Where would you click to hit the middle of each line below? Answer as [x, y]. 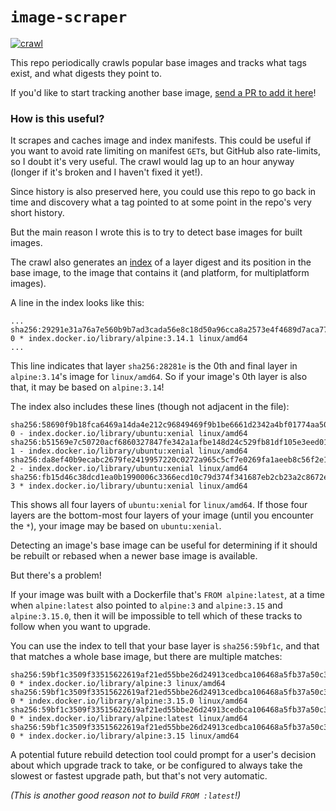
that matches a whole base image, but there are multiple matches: [146, 657]
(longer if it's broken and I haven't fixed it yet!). [106, 172]
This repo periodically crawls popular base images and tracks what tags [158, 62]
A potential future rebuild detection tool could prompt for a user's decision [163, 755]
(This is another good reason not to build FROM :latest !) [126, 795]
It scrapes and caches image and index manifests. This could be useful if [161, 140]
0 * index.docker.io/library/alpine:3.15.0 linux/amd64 [129, 701]
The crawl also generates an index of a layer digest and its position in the [161, 262]
